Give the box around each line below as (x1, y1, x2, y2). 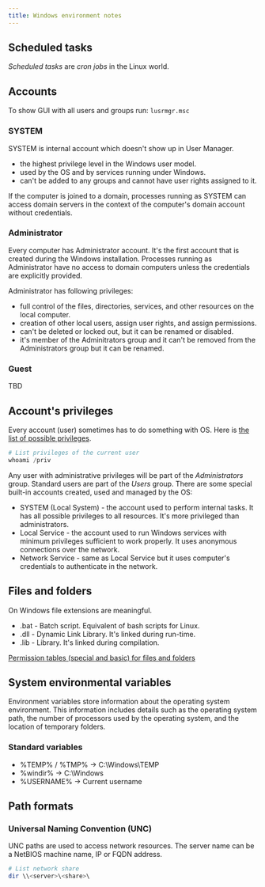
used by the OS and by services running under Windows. (19, 167, 206, 176)
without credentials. (8, 207, 73, 218)
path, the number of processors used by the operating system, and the (8, 714, 240, 723)
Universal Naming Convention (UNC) (8, 823, 153, 834)
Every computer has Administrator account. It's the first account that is (8, 245, 240, 255)
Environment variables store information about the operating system (8, 697, 230, 707)
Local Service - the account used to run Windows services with (19, 528, 227, 537)
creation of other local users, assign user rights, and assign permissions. (19, 318, 257, 328)
